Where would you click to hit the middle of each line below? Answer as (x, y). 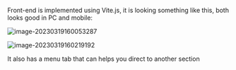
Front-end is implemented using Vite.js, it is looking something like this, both (118, 10)
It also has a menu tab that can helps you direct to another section (104, 59)
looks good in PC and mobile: (50, 18)
